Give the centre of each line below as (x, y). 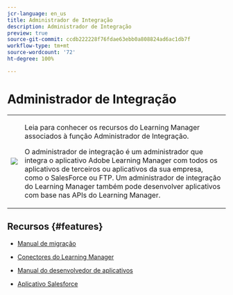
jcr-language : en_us (37, 14)
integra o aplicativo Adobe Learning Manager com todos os (121, 160)
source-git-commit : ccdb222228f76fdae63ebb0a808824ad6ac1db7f (99, 40)
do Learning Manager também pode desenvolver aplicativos (122, 186)
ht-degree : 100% (31, 59)
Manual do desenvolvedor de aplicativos (75, 270)
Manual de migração (46, 243)
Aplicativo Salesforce (48, 284)
